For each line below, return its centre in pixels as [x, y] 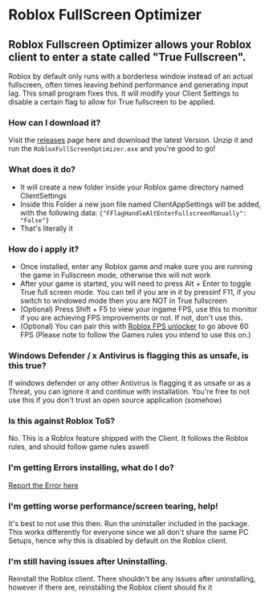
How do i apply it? [44, 249]
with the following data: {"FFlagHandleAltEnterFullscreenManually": [133, 212]
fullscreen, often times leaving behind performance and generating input [128, 85]
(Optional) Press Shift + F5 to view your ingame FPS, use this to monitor [139, 309]
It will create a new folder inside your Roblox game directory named [132, 187]
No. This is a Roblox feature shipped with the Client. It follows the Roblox [128, 439]
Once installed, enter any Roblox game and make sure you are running [136, 266]
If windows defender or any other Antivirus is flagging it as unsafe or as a [130, 383]
